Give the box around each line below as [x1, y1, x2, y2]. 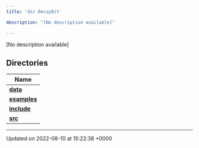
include [9, 105, 31, 113]
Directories [6, 57, 49, 68]
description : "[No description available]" [6, 19, 115, 25]
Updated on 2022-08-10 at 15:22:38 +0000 [6, 135, 113, 142]
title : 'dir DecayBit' [6, 8, 62, 15]
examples [9, 95, 37, 104]
